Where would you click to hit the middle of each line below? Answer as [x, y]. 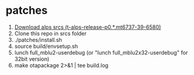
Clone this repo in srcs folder [50, 33]
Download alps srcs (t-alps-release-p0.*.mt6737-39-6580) [88, 27]
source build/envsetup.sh [46, 46]
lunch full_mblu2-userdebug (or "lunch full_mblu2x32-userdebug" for [101, 52]
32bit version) [32, 59]
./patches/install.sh [38, 40]
